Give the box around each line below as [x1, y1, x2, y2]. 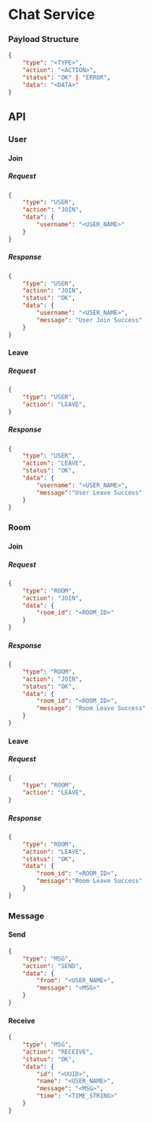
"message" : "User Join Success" [36, 316, 143, 324]
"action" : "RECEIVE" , [22, 1048, 93, 1056]
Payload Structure [8, 34, 80, 45]
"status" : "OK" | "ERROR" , [22, 73, 111, 82]
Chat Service [8, 6, 95, 24]
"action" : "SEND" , [22, 962, 83, 970]
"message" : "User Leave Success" [36, 488, 143, 496]
